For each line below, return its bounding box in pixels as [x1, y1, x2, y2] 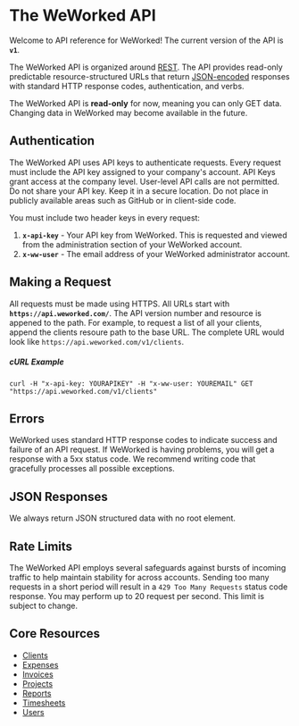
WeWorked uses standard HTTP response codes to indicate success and [9, 435, 278, 446]
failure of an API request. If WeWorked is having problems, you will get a [9, 444, 275, 455]
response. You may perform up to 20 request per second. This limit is [9, 590, 265, 601]
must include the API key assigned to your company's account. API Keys [9, 166, 276, 177]
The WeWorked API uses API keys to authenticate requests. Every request [9, 157, 281, 168]
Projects [21, 678, 54, 688]
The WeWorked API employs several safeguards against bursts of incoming [9, 562, 287, 572]
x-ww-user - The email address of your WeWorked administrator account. [21, 248, 290, 259]
